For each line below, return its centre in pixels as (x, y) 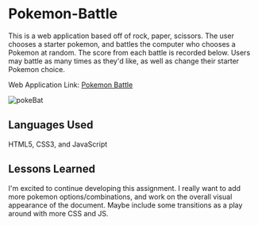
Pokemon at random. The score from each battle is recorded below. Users (129, 52)
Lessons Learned (52, 169)
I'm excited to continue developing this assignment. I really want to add (124, 188)
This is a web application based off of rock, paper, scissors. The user (121, 36)
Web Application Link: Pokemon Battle (71, 85)
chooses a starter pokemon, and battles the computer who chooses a (122, 44)
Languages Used (51, 125)
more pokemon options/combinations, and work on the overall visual (120, 196)
